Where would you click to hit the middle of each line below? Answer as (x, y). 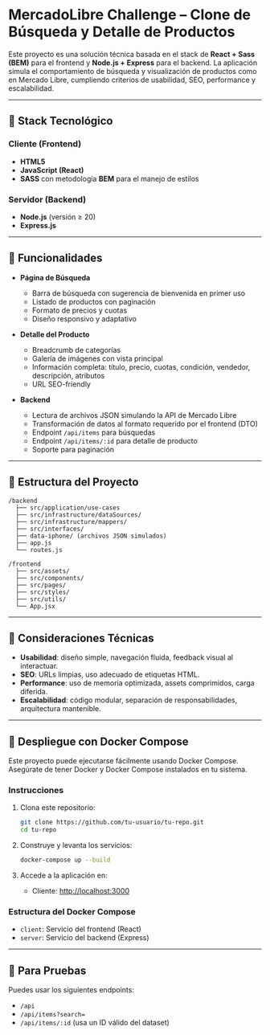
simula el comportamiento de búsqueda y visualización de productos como (133, 71)
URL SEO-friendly (61, 384)
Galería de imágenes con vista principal (97, 358)
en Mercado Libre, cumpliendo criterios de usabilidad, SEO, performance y (132, 80)
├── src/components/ (50, 578)
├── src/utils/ (41, 599)
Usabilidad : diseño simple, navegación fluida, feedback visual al (127, 657)
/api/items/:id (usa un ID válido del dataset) (95, 1023)
